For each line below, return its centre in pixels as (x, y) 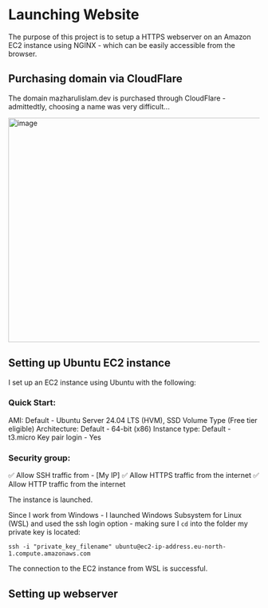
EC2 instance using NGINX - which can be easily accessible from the (122, 45)
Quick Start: (32, 403)
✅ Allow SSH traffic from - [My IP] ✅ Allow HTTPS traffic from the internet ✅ (134, 476)
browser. (23, 53)
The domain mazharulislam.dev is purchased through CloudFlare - (117, 98)
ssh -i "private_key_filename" (60, 547)
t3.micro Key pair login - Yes (55, 437)
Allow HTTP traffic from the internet (67, 484)
